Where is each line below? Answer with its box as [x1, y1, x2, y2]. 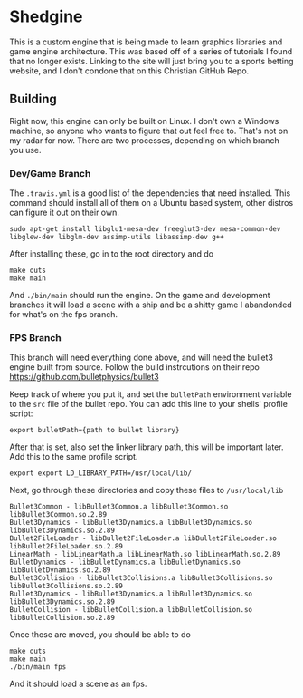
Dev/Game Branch [9, 167, 91, 179]
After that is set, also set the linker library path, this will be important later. [9, 441, 284, 452]
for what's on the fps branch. [9, 309, 118, 320]
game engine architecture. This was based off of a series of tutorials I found [9, 45, 292, 56]
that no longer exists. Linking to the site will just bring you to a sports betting [9, 55, 294, 66]
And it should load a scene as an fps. [9, 678, 147, 690]
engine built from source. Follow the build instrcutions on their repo [9, 362, 260, 373]
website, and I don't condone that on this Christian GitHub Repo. [9, 65, 250, 76]
